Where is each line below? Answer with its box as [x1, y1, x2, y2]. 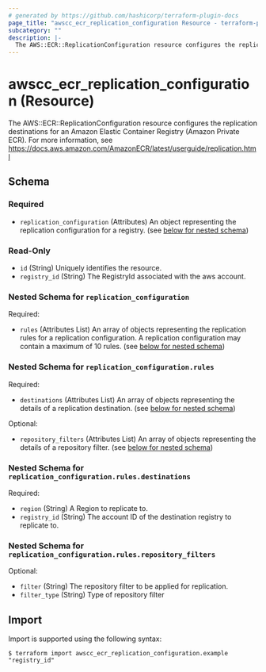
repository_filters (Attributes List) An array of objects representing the [19, 434, 256, 444]
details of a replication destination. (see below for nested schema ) [19, 403, 236, 413]
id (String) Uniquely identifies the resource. [19, 263, 162, 273]
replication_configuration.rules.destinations [8, 472, 192, 481]
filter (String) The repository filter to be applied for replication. [19, 582, 229, 591]
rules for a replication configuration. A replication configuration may [19, 333, 241, 343]
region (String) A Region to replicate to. [19, 503, 148, 513]
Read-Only [8, 245, 51, 256]
